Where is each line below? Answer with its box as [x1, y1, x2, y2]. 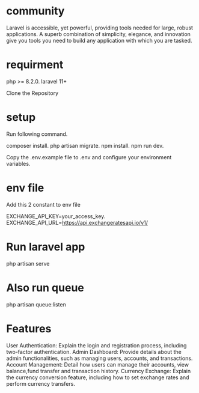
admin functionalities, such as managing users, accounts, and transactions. [6, 355, 193, 362]
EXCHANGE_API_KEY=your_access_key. [6, 212, 106, 220]
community [6, 4, 65, 18]
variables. [6, 160, 31, 167]
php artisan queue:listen [6, 300, 66, 308]
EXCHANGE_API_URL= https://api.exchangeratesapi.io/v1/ [6, 219, 148, 226]
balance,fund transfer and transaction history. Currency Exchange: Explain [6, 367, 191, 374]
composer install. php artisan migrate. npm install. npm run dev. [6, 142, 164, 149]
